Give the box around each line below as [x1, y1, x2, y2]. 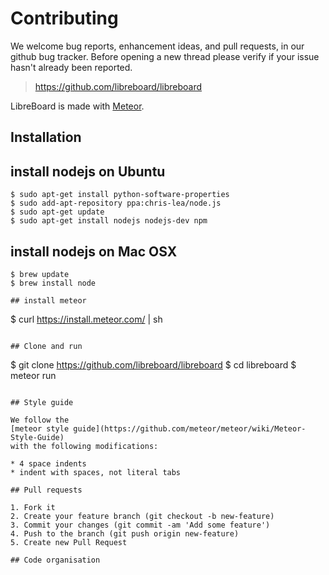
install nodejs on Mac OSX [10, 243, 178, 260]
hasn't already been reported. [10, 61, 133, 73]
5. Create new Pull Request [10, 537, 128, 547]
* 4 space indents [10, 458, 87, 469]
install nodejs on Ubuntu [10, 163, 166, 180]
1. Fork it [10, 502, 56, 512]
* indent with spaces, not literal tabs [10, 467, 182, 477]
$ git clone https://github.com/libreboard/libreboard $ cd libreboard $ [10, 358, 297, 371]
